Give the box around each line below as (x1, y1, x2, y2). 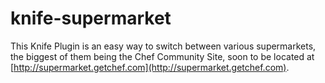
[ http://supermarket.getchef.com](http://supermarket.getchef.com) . (10, 61, 290, 73)
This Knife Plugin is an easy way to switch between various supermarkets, (10, 40, 317, 52)
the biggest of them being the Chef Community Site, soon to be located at (10, 50, 315, 62)
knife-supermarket (10, 7, 172, 30)
